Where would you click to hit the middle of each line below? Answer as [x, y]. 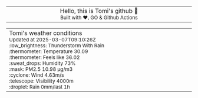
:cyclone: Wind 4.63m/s [37, 75]
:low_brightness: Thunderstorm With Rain [57, 46]
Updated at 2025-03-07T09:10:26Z [52, 40]
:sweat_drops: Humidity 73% [42, 63]
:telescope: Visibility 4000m [41, 81]
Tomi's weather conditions [46, 33]
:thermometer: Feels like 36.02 [44, 58]
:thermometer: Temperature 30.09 [49, 52]
